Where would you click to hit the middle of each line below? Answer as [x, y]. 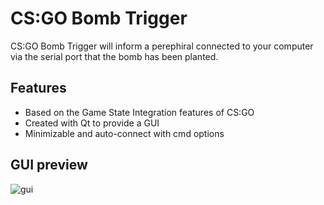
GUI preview [49, 165]
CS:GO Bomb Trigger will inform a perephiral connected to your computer [162, 46]
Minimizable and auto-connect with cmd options [124, 133]
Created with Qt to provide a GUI [92, 123]
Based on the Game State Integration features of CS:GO [139, 112]
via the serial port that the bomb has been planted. [114, 56]
